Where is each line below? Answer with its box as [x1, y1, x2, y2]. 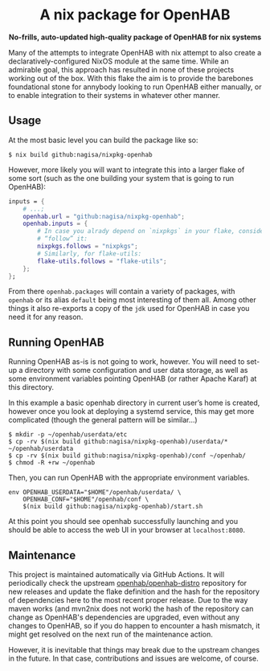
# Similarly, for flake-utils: [37, 249, 142, 258]
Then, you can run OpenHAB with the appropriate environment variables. [8, 473, 250, 483]
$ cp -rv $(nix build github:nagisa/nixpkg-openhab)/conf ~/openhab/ [8, 452, 247, 460]
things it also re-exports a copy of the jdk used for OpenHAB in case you [8, 304, 250, 313]
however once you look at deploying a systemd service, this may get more [8, 407, 255, 416]
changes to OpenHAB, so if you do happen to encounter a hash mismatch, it [8, 621, 260, 630]
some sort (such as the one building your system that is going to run [8, 173, 235, 182]
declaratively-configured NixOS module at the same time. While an [8, 56, 229, 66]
